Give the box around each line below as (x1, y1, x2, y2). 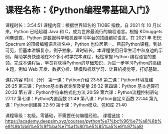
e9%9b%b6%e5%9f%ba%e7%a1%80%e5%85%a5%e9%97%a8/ (5, 123, 143, 129)
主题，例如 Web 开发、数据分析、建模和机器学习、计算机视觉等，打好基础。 (5, 66, 161, 72)
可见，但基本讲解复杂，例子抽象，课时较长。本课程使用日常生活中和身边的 (5, 47, 158, 53)
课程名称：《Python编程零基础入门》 (5, 5, 154, 16)
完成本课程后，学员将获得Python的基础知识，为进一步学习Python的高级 (13, 60, 161, 66)
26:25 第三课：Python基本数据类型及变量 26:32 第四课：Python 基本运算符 (5, 83, 160, 89)
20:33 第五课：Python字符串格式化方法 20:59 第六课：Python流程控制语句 (5, 89, 158, 95)
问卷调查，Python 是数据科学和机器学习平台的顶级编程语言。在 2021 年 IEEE (5, 35, 162, 41)
